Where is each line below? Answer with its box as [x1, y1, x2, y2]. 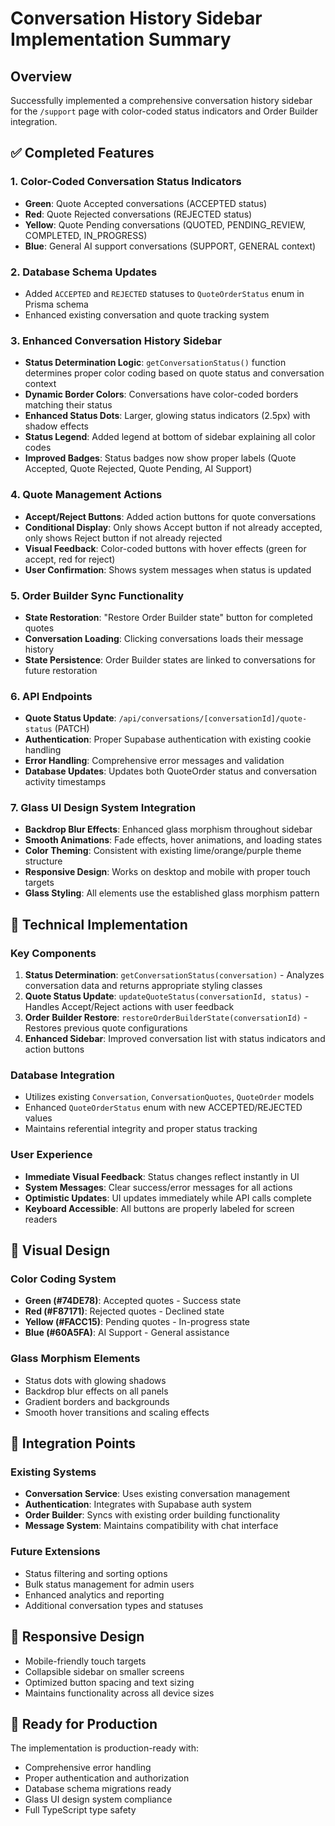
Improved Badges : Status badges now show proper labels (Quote [24, 452, 297, 464]
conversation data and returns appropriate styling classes [24, 980, 263, 992]
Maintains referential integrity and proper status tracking [24, 1123, 258, 1135]
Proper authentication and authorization [24, 1772, 190, 1784]
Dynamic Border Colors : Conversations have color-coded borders [24, 388, 299, 401]
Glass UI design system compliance [24, 1793, 173, 1806]
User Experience [10, 1148, 93, 1162]
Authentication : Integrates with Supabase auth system [24, 1498, 252, 1511]
